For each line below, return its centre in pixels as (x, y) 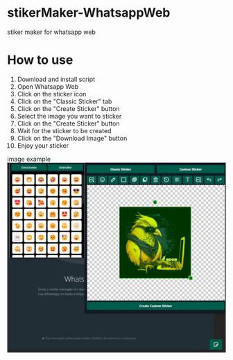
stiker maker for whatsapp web (51, 32)
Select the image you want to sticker (69, 116)
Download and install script (56, 79)
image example (29, 159)
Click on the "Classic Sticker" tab (64, 101)
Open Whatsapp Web (48, 86)
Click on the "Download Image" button (72, 138)
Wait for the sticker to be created (64, 130)
